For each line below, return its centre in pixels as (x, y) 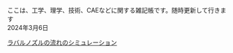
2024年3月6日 (28, 28)
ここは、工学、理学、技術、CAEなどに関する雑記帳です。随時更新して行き (114, 10)
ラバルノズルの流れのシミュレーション (62, 43)
